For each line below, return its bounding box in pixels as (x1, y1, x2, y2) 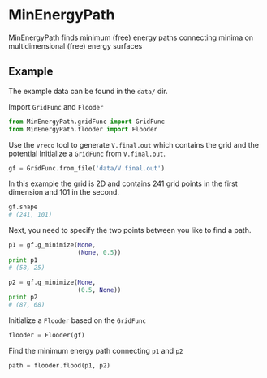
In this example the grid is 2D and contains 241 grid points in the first (8, 178, 238, 188)
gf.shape (8, 203, 38, 212)
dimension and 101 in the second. (8, 187, 120, 197)
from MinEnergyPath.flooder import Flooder (8, 125, 158, 133)
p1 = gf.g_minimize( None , (8, 241, 96, 249)
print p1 (8, 256, 38, 264)
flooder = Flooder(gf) (8, 331, 85, 340)
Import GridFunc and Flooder (8, 101, 104, 111)
